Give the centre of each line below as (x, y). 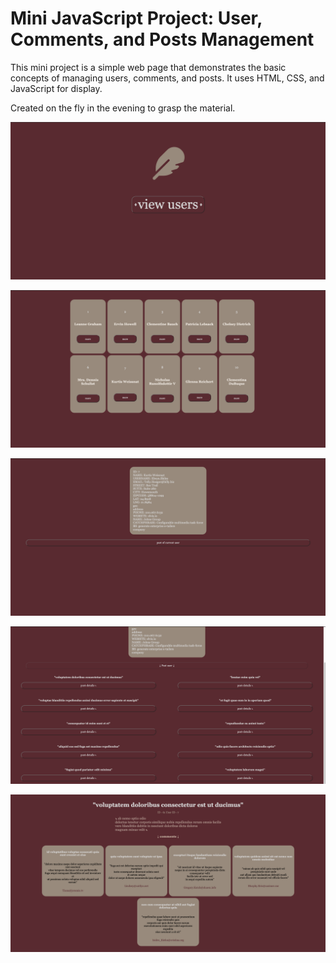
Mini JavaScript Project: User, (136, 18)
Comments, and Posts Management (162, 39)
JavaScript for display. (56, 88)
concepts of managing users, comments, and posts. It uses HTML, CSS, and (167, 78)
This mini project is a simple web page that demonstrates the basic (148, 67)
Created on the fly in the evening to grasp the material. (123, 108)
